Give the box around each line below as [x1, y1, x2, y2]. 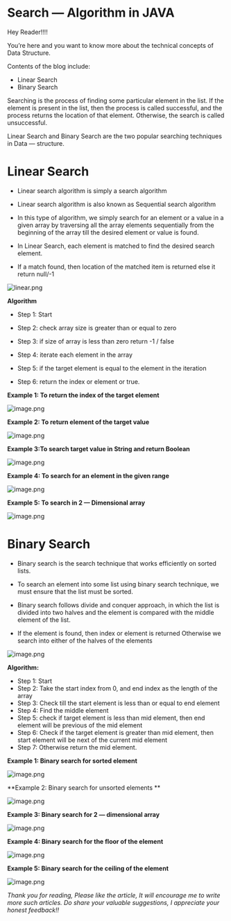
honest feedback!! [7, 906, 60, 914]
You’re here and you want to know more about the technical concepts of [7, 41, 214, 49]
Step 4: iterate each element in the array [17, 350, 133, 359]
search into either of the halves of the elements [17, 636, 153, 645]
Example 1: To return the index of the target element [7, 391, 160, 399]
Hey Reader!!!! [7, 28, 49, 36]
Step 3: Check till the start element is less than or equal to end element [17, 699, 220, 707]
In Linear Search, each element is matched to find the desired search [17, 242, 215, 250]
